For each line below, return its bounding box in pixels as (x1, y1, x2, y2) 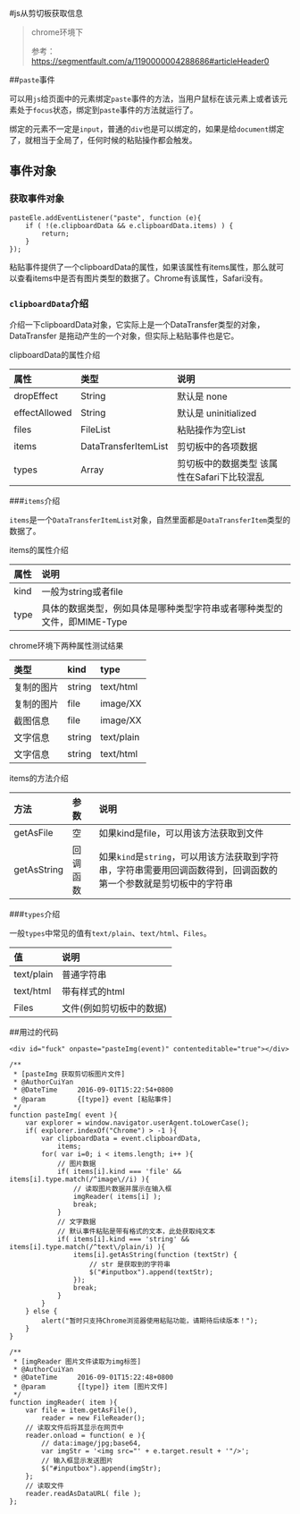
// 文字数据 (56, 1217, 96, 1226)
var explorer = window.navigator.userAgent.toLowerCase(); (25, 1118, 250, 1127)
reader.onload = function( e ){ (25, 1431, 146, 1440)
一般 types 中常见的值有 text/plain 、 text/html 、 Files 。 (9, 927, 212, 938)
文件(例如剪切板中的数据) (62, 1001, 168, 1014)
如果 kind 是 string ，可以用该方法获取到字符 (98, 850, 279, 863)
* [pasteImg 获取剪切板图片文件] (12, 1069, 126, 1078)
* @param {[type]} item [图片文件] (12, 1382, 168, 1391)
